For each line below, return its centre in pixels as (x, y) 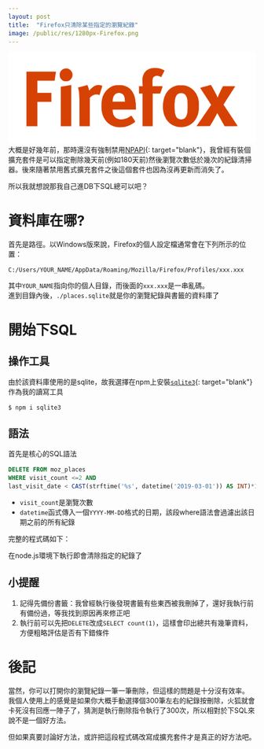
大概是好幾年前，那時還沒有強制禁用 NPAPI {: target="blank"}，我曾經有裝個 (130, 149)
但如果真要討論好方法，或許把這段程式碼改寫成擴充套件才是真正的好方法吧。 (132, 736)
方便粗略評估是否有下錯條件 (64, 633)
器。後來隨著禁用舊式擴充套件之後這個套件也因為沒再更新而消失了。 (118, 169)
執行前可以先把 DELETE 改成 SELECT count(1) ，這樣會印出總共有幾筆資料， (136, 622)
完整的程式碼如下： (39, 539)
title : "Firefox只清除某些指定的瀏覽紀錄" (73, 25)
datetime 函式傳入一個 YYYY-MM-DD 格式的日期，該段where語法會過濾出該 (134, 512)
